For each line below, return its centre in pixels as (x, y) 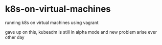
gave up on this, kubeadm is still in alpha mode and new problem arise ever (81, 32)
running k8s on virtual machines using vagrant (52, 22)
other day (15, 37)
